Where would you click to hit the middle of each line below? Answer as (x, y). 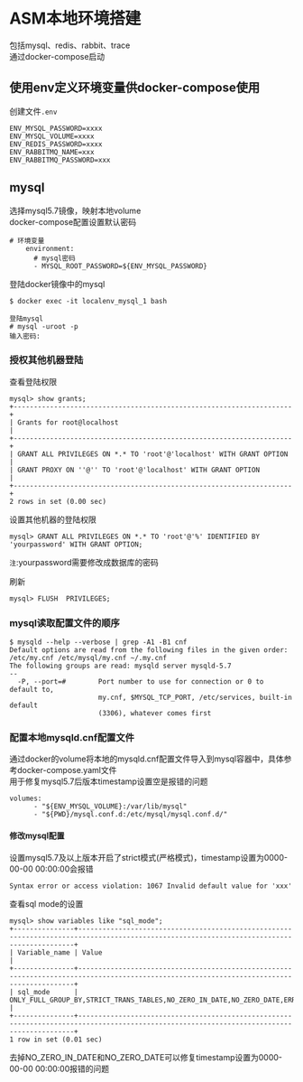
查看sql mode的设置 (46, 903)
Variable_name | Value (60, 952)
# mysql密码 (54, 258)
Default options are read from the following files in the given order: (149, 650)
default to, (32, 690)
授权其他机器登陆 (46, 360)
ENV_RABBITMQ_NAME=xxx (52, 152)
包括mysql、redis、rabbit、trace (70, 45)
